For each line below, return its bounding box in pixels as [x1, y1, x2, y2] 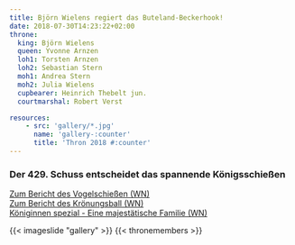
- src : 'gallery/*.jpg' [25, 122, 115, 131]
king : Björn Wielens [17, 38, 95, 48]
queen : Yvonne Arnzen [17, 47, 99, 56]
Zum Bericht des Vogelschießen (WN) [9, 188, 151, 199]
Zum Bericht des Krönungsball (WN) [9, 198, 144, 209]
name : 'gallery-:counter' [32, 130, 131, 140]
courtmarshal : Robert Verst [17, 96, 124, 106]
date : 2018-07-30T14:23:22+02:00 [9, 22, 135, 31]
